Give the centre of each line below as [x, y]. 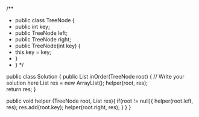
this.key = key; [33, 52]
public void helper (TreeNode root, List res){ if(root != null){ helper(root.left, [100, 101]
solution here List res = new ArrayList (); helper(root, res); [77, 83]
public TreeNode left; [41, 33]
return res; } [21, 89]
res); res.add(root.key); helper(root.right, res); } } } [69, 107]
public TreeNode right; [43, 39]
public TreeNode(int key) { [48, 46]
